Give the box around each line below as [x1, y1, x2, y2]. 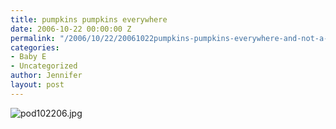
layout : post [10, 80, 65, 90]
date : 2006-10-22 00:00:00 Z [10, 24, 132, 34]
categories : [10, 42, 60, 53]
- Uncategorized [10, 61, 78, 71]
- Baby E [10, 52, 47, 62]
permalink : [10, 33, 56, 43]
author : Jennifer [10, 71, 83, 81]
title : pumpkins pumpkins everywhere [10, 14, 168, 25]
